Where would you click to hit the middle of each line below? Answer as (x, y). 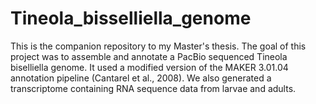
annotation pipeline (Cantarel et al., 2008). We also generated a (141, 78)
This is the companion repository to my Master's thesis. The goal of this (158, 46)
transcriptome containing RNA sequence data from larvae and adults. (153, 88)
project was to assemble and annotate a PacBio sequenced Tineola (149, 56)
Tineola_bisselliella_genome (131, 18)
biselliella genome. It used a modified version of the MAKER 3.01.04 (149, 67)
